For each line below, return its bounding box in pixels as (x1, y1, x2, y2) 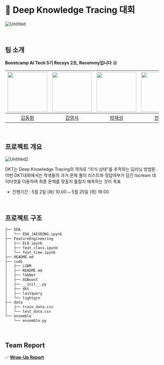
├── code (5, 259, 23, 264)
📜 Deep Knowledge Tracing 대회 (5, 4, 135, 16)
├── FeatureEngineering (5, 236, 54, 241)
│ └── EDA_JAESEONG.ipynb (5, 232, 62, 237)
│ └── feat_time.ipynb (5, 250, 56, 255)
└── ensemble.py (14, 318, 47, 323)
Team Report (5, 341, 45, 350)
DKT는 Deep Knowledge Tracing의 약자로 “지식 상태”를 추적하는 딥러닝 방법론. (5, 166, 157, 172)
